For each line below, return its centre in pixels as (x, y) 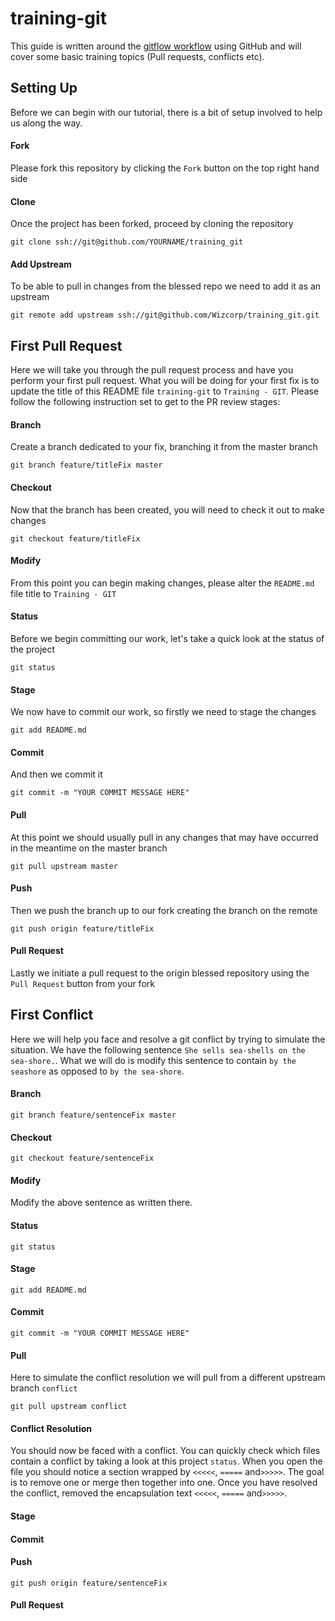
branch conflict (44, 1388)
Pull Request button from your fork (82, 983)
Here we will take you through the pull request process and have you (152, 370)
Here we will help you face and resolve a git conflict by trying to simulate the (168, 1039)
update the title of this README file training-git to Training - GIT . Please (165, 391)
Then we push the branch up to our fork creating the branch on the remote (164, 910)
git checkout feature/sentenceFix (82, 1158)
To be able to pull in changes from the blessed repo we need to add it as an (166, 286)
